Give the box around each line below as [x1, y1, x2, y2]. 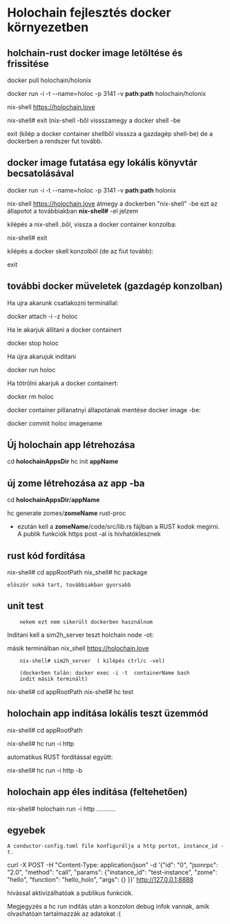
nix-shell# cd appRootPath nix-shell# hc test [7, 687, 133, 695]
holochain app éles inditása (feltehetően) [7, 786, 188, 798]
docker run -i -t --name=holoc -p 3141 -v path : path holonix [7, 186, 176, 194]
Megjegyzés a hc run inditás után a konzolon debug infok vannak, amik [7, 903, 209, 911]
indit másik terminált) [19, 675, 88, 682]
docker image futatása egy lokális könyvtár [7, 157, 198, 169]
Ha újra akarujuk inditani [7, 352, 76, 360]
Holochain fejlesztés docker [7, 5, 171, 21]
